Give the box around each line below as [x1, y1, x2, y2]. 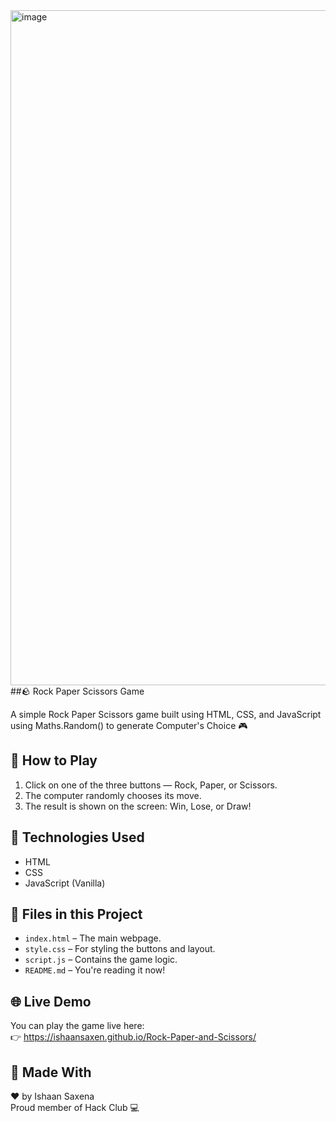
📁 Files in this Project [10, 906, 143, 923]
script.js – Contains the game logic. [24, 954, 178, 966]
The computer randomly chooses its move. [24, 789, 202, 801]
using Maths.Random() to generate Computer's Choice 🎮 [10, 720, 248, 731]
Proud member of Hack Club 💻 [10, 1102, 140, 1114]
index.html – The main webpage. [24, 932, 162, 944]
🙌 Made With [10, 1064, 92, 1081]
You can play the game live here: [10, 1020, 145, 1032]
